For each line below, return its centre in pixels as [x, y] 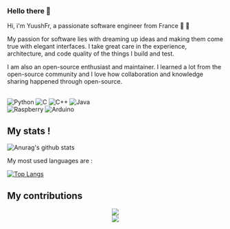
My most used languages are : [50, 161]
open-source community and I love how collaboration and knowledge [105, 74]
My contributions [45, 196]
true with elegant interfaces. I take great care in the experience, [97, 47]
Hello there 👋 [29, 11]
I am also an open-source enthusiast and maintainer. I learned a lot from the [114, 67]
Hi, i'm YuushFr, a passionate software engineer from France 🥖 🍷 [99, 26]
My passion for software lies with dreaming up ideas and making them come [115, 39]
